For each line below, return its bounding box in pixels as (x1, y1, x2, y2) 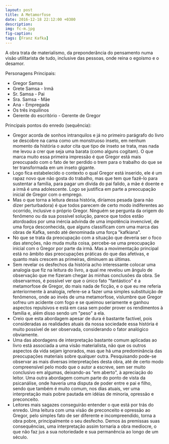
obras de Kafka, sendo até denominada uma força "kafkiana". (12, 229, 141, 235)
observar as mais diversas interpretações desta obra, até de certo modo (12, 358, 163, 364)
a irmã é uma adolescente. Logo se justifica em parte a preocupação (12, 186, 156, 192)
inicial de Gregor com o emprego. (12, 191, 83, 197)
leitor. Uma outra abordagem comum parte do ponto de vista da (12, 374, 146, 381)
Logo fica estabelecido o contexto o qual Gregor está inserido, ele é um (12, 169, 162, 176)
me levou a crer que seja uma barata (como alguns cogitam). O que (12, 148, 153, 154)
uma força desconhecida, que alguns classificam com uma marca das (12, 224, 159, 230)
